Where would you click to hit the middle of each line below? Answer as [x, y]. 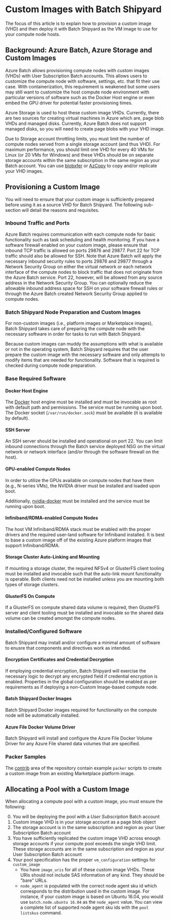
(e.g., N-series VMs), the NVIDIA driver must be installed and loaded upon [83, 486]
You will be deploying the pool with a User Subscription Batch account [86, 817]
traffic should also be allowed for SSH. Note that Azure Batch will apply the [83, 256]
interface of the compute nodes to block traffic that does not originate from [84, 272]
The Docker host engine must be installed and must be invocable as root [81, 402]
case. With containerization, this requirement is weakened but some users [83, 86]
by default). [17, 418]
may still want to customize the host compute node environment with [77, 92]
